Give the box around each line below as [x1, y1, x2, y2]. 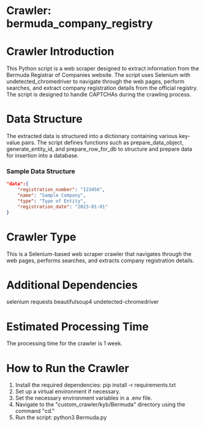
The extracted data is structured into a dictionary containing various [6, 133, 178, 140]
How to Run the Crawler [6, 361, 130, 375]
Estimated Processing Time [6, 319, 149, 334]
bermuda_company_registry [6, 16, 153, 31]
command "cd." [15, 407, 55, 415]
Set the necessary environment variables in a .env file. [15, 395, 152, 402]
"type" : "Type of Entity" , [17, 198, 86, 204]
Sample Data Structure [6, 167, 75, 175]
